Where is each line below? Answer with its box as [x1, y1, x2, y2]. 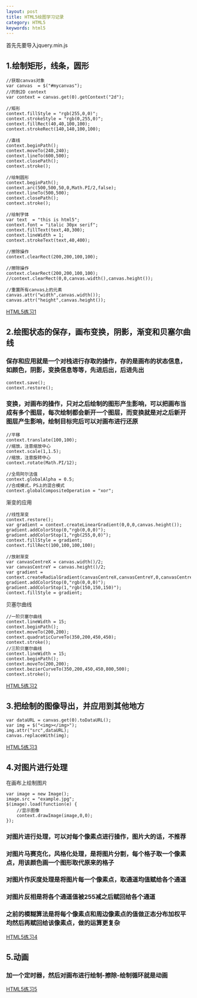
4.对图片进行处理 [6, 762, 68, 772]
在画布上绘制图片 [6, 779, 47, 786]
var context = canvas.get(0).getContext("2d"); [6, 95, 125, 100]
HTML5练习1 [6, 308, 37, 315]
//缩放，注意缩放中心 [6, 443, 51, 449]
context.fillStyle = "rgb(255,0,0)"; [6, 111, 98, 117]
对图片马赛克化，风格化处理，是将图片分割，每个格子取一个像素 [6, 849, 186, 858]
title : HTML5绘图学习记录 [6, 14, 64, 20]
